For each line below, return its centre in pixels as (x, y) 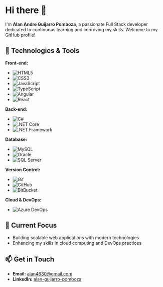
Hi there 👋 (26, 10)
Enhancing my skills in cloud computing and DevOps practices (77, 243)
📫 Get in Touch (30, 259)
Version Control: (23, 169)
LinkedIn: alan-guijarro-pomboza (47, 279)
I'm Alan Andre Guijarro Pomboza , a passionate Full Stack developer (76, 24)
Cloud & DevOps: (23, 200)
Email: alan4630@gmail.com (42, 274)
